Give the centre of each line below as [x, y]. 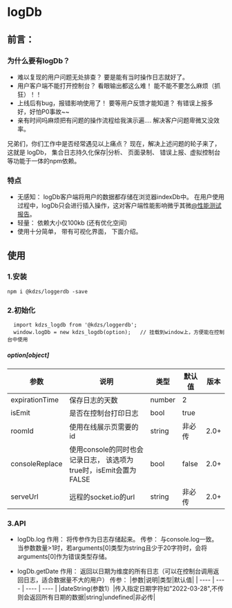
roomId [22, 431]
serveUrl [25, 497]
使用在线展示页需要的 [104, 427]
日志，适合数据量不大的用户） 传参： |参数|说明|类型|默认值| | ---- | [119, 580]
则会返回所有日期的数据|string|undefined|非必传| [86, 597]
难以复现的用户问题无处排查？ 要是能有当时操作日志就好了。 [103, 77]
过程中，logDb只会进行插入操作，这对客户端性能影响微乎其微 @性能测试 [119, 205]
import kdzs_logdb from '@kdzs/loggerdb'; [75, 325]
